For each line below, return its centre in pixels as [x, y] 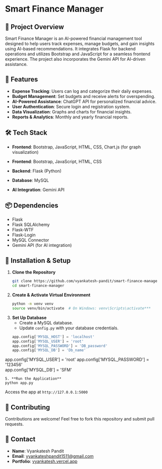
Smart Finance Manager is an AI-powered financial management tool [74, 38]
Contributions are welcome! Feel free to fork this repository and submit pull [80, 419]
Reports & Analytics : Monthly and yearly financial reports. [70, 117]
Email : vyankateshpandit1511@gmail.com [53, 456]
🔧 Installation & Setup [38, 260]
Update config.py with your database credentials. [69, 328]
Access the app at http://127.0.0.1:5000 [46, 392]
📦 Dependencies [32, 205]
